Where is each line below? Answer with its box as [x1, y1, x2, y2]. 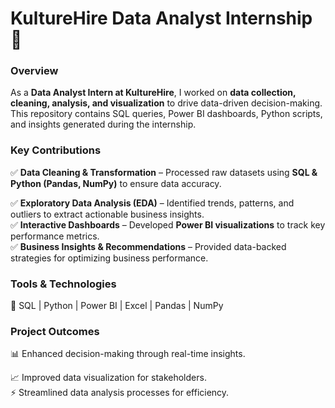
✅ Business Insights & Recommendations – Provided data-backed [10, 240, 287, 252]
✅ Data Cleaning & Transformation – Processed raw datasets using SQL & [10, 166, 318, 178]
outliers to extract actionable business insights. [10, 208, 205, 220]
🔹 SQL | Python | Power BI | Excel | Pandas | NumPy [10, 300, 224, 312]
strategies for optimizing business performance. [10, 252, 209, 264]
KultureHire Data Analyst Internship [10, 7, 313, 30]
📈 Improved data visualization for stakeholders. [10, 372, 207, 384]
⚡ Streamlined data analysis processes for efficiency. [10, 387, 230, 399]
